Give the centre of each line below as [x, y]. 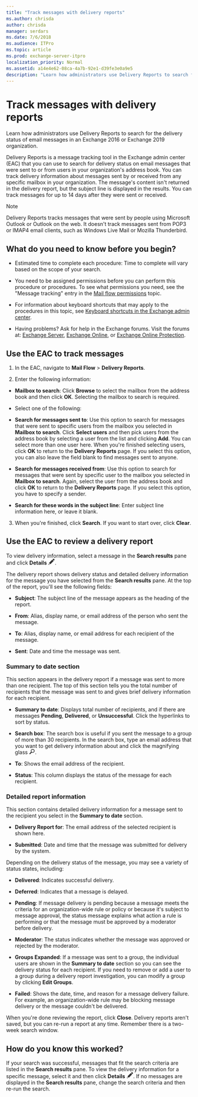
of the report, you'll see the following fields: [59, 586]
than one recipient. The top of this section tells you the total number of [92, 686]
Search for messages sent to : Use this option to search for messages [100, 419]
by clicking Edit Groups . [44, 983]
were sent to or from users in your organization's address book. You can [94, 170]
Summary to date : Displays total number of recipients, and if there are [100, 710]
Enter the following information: [53, 379]
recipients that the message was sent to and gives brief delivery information [98, 692]
